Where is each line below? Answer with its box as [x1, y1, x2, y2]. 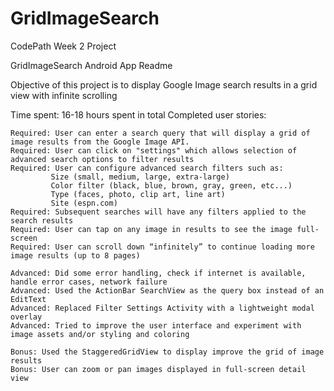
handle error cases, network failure [10, 277, 168, 287]
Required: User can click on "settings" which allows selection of [10, 145, 298, 156]
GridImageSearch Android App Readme [10, 59, 173, 71]
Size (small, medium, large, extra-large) [50, 172, 230, 182]
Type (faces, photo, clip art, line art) [50, 189, 226, 199]
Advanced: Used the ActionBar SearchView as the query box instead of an [10, 285, 325, 296]
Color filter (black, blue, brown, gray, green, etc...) [50, 180, 293, 191]
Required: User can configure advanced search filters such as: [10, 163, 284, 173]
